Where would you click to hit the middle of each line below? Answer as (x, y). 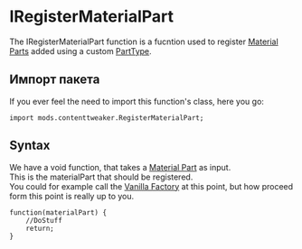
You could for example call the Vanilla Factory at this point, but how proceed (151, 186)
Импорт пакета (55, 80)
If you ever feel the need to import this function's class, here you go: (137, 101)
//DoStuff (44, 220)
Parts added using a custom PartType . (80, 51)
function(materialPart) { (58, 212)
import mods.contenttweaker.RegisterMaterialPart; (107, 118)
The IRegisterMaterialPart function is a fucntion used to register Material (144, 41)
